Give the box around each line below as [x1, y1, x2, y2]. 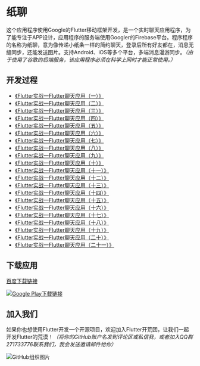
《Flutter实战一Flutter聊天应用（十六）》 [14, 204, 109, 211]
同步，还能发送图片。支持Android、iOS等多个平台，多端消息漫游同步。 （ [11, 48, 188, 55]
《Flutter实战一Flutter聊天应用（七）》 [14, 137, 104, 144]
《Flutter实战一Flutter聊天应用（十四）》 [14, 189, 109, 196]
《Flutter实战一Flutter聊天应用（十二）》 [14, 174, 109, 181]
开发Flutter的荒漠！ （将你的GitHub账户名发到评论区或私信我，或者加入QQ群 [6, 333, 193, 340]
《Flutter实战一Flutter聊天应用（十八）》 [14, 219, 109, 226]
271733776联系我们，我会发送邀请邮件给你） [6, 341, 117, 348]
